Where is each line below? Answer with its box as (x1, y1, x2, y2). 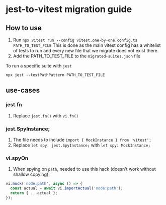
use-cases (6, 86, 40, 95)
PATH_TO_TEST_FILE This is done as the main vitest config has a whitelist (13, 42, 161, 48)
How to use (6, 24, 42, 32)
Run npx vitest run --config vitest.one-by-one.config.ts (13, 37, 138, 43)
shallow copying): (13, 171, 50, 177)
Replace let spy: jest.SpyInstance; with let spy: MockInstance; (13, 142, 150, 148)
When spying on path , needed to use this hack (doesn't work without (13, 166, 156, 172)
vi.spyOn (6, 155, 29, 162)
